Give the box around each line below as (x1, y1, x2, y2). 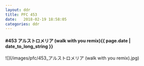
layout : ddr (5, 7, 30, 13)
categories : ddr (5, 21, 40, 27)
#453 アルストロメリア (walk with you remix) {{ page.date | (5, 37, 131, 43)
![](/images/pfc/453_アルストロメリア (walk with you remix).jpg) (5, 55, 139, 61)
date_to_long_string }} (5, 43, 53, 49)
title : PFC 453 (5, 12, 38, 17)
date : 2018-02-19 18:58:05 (5, 17, 67, 22)
